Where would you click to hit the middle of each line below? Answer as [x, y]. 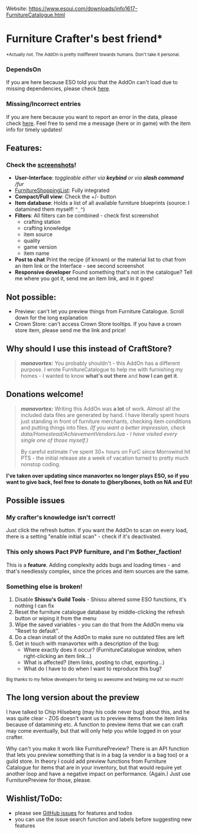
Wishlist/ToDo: [34, 799]
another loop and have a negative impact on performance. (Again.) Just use [98, 774]
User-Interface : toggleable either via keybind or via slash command [99, 178]
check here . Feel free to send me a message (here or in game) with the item [98, 123]
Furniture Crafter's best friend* [85, 39]
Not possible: [31, 297]
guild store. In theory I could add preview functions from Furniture [86, 761]
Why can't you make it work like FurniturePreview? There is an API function [98, 748]
